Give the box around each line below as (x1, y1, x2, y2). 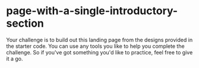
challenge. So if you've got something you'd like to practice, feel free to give (6, 48, 193, 56)
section (6, 17, 45, 30)
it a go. (6, 55, 23, 62)
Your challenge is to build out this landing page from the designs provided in (6, 36, 193, 43)
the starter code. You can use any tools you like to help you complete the (6, 43, 185, 50)
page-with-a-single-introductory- (6, 4, 178, 18)
